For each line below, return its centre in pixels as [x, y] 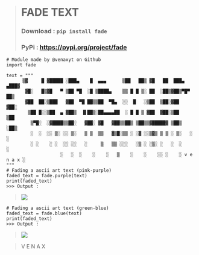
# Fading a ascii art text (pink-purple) [59, 171]
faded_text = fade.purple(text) [47, 176]
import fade [21, 65]
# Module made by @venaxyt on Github [54, 60]
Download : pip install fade [64, 31]
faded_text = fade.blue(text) [44, 213]
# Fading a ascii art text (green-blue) [58, 208]
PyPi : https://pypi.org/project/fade [74, 48]
